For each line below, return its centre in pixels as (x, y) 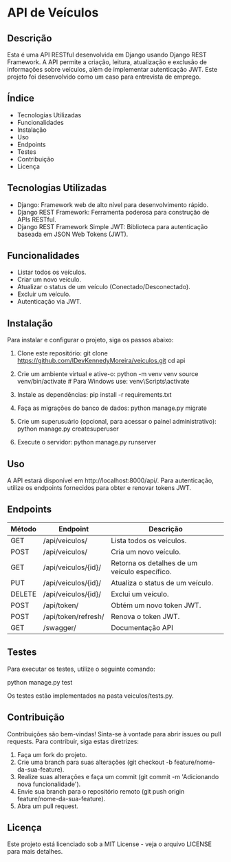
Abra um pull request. (48, 806)
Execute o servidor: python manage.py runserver (87, 442)
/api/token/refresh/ (74, 616)
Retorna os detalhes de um (154, 562)
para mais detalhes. (35, 852)
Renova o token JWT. (145, 616)
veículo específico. (141, 571)
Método (23, 529)
